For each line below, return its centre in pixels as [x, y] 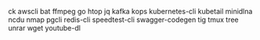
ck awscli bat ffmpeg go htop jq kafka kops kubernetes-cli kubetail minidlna [130, 11]
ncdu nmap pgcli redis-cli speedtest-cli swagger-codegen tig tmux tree [123, 20]
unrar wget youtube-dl [44, 28]
